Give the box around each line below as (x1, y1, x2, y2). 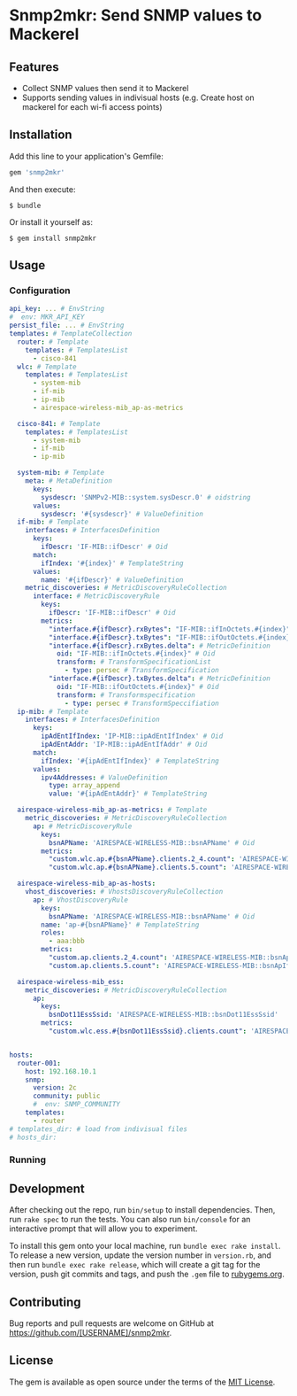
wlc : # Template (17, 362, 77, 371)
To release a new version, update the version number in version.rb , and (9, 1250, 272, 1260)
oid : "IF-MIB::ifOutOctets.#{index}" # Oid (56, 682, 219, 691)
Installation (9, 128, 72, 143)
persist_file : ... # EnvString (9, 321, 125, 330)
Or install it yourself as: (9, 216, 93, 227)
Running (9, 1153, 47, 1166)
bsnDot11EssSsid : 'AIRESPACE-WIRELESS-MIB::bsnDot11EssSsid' (48, 1011, 278, 1020)
